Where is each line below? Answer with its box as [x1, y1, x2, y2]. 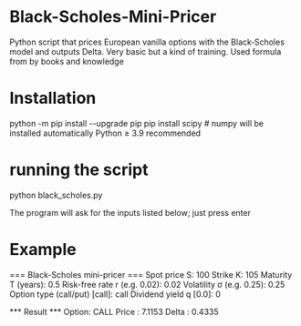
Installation [9, 88, 97, 108]
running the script [9, 159, 149, 180]
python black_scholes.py [9, 189, 103, 200]
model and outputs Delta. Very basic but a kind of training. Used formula [9, 46, 282, 56]
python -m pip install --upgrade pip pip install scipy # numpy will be [9, 117, 265, 128]
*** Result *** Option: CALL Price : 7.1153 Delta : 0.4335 [9, 306, 219, 317]
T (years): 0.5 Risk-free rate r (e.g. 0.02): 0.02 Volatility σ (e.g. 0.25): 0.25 [9, 279, 285, 290]
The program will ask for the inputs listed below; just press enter [9, 207, 251, 218]
